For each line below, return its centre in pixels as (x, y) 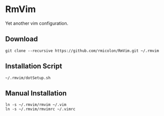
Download (21, 39)
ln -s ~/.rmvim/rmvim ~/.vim (36, 105)
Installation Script (34, 66)
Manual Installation (36, 93)
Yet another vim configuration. (37, 23)
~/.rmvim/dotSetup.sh (28, 78)
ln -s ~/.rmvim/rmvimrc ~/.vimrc (40, 109)
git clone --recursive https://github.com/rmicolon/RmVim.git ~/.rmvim (82, 51)
